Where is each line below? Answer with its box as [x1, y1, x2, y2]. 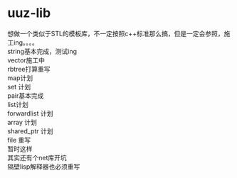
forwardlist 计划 [7, 109, 53, 118]
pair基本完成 [7, 91, 44, 100]
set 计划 [7, 82, 31, 91]
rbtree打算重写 [7, 65, 51, 73]
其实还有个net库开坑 [7, 153, 68, 162]
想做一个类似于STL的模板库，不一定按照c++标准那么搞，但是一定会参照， [7, 29, 224, 38]
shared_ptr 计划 [7, 126, 53, 135]
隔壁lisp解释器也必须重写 [7, 162, 80, 171]
